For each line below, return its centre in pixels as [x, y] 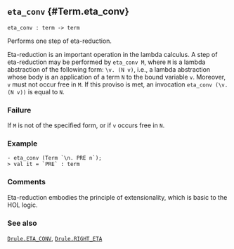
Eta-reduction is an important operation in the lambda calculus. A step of [112, 54]
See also [22, 223]
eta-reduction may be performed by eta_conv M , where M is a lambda [106, 62]
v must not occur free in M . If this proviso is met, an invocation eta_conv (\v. [118, 84]
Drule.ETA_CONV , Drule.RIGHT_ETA [55, 238]
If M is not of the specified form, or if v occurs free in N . [86, 125]
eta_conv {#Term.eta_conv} [69, 12]
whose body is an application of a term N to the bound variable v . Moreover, [117, 77]
